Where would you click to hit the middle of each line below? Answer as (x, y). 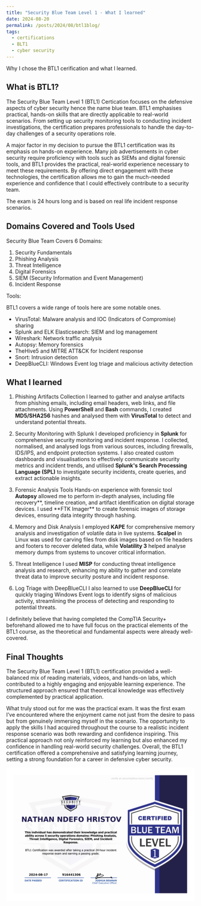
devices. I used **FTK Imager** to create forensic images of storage (100, 509)
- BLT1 (20, 44)
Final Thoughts (35, 657)
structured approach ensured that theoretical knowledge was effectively (95, 690)
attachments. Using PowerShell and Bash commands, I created (93, 410)
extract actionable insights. (48, 478)
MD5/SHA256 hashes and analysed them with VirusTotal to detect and (103, 416)
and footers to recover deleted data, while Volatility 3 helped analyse (100, 546)
